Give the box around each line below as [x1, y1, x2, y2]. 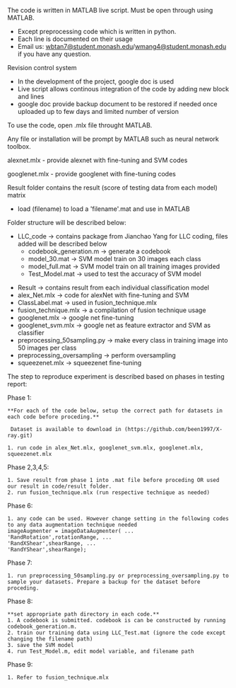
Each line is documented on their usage [17, 35, 133, 43]
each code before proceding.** [7, 413, 100, 420]
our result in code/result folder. [7, 483, 112, 490]
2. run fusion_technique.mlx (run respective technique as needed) [7, 489, 211, 496]
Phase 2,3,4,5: [7, 463, 49, 471]
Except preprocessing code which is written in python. [17, 28, 177, 35]
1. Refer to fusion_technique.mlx [7, 674, 110, 681]
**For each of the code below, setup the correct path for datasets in [7, 407, 223, 414]
